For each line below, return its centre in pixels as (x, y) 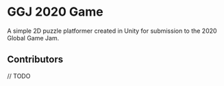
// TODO (19, 76)
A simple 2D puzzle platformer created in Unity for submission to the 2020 (112, 31)
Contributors (35, 60)
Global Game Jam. (33, 38)
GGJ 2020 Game (55, 12)
